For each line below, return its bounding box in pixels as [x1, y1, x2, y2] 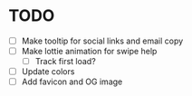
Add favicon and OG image [21, 76, 123, 87]
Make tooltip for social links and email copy [21, 35, 184, 46]
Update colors [21, 66, 75, 77]
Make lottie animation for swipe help [21, 46, 158, 56]
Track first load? [34, 56, 96, 67]
